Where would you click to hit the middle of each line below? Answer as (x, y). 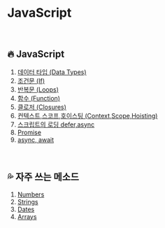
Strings (28, 201)
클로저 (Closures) (42, 107)
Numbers (31, 194)
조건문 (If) (31, 80)
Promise (29, 132)
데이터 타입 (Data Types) (52, 72)
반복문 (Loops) (38, 90)
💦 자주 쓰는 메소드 (43, 177)
